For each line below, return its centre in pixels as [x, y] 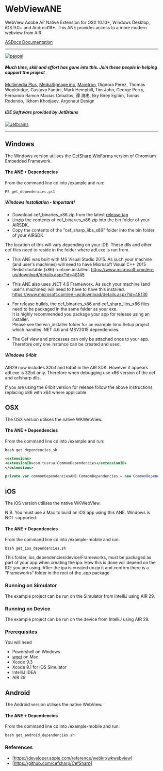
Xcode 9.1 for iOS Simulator [39, 667]
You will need [18, 642]
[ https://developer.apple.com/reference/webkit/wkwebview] [72, 758]
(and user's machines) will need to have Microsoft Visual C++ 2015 [79, 264]
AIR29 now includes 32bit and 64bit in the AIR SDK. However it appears [77, 367]
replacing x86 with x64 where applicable [46, 392]
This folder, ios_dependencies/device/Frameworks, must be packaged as [78, 558]
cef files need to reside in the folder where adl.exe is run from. [67, 250]
